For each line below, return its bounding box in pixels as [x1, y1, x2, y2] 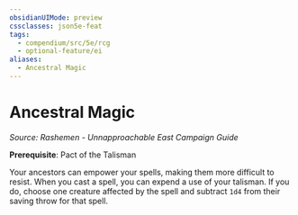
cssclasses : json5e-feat [9, 22, 103, 31]
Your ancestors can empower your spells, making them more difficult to [9, 166, 275, 177]
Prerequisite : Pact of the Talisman [9, 149, 137, 160]
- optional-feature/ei [17, 47, 103, 56]
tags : [9, 30, 30, 39]
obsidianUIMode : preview [9, 13, 103, 22]
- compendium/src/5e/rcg [17, 38, 111, 48]
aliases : [9, 55, 42, 64]
